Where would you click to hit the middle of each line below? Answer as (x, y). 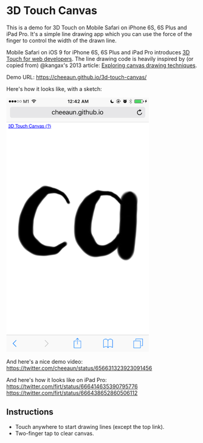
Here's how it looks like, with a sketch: (54, 88)
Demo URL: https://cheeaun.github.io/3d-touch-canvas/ (77, 77)
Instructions (30, 412)
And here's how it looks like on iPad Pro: (57, 380)
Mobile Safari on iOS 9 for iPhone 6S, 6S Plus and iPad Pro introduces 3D (98, 52)
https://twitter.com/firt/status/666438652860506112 (72, 393)
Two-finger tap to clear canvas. (54, 433)
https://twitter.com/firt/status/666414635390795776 (72, 386)
